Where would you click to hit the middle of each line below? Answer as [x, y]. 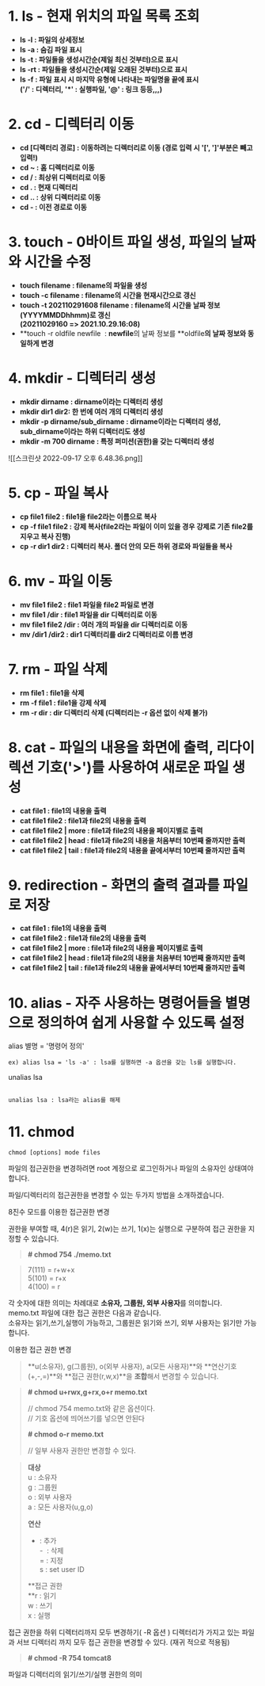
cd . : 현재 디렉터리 [49, 187]
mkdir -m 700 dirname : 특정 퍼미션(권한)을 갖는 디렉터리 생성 [117, 441]
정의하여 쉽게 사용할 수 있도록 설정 [141, 1022]
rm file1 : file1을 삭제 [52, 692]
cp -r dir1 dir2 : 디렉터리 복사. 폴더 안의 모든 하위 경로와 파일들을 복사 [126, 546]
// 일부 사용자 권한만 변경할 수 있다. [81, 1451]
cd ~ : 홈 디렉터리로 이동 [57, 167]
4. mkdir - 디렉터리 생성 [82, 378]
